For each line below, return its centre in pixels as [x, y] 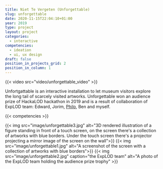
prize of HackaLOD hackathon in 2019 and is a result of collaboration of [76, 101]
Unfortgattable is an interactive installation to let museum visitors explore [78, 91]
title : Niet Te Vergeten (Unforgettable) [48, 9]
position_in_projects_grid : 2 [36, 63]
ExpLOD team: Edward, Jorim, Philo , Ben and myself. [58, 107]
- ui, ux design [26, 54]
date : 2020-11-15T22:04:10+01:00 [39, 18]
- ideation [20, 50]
